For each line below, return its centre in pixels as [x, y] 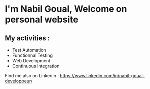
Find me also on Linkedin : [32, 76]
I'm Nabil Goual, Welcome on [66, 9]
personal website [42, 20]
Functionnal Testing [33, 55]
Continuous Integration [36, 66]
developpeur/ [19, 81]
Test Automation [29, 50]
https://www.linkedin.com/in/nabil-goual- [102, 76]
